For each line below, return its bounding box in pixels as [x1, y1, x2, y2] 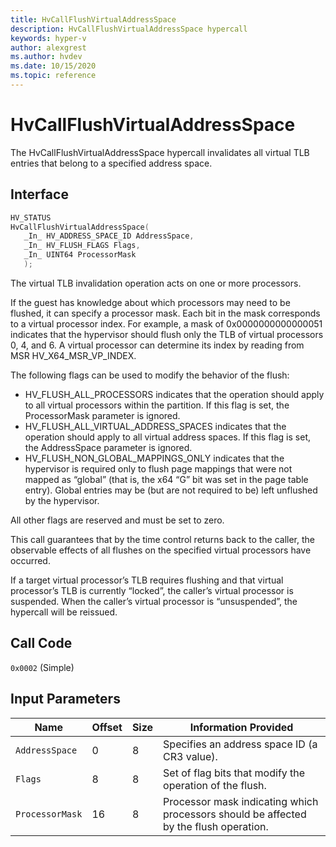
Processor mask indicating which [163, 794, 319, 808]
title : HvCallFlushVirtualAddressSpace [10, 14, 177, 25]
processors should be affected [163, 807, 307, 821]
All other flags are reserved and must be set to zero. [10, 514, 225, 526]
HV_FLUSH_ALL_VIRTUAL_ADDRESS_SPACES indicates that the [24, 420, 287, 432]
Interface [10, 186, 69, 203]
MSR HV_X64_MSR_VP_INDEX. [10, 349, 137, 361]
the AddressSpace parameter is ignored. [24, 441, 193, 453]
